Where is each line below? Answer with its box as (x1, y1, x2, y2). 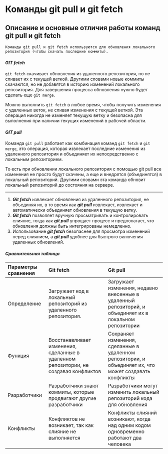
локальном (107, 316, 135, 323)
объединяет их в (107, 310, 148, 317)
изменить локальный (107, 388, 159, 395)
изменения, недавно (107, 284, 158, 291)
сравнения (7, 269, 35, 276)
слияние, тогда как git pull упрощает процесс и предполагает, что (12, 218, 154, 224)
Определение (7, 300, 41, 307)
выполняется (48, 434, 81, 441)
